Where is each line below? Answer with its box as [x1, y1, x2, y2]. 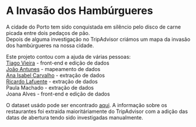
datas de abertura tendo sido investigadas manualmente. [6, 114, 143, 121]
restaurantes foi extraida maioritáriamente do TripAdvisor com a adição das [6, 108, 188, 115]
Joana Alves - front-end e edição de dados [6, 90, 110, 97]
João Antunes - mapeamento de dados [6, 65, 101, 72]
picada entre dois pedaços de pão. [6, 29, 90, 36]
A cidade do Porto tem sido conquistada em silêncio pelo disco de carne [6, 23, 181, 30]
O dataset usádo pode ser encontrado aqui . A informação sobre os [6, 101, 167, 108]
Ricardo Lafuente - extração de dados [6, 77, 98, 85]
